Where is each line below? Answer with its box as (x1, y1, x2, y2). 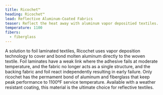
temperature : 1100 (5, 25, 43, 30)
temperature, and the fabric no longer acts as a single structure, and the (5, 63, 151, 69)
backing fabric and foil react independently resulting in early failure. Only (5, 69, 153, 74)
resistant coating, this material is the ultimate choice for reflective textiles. (5, 84, 154, 90)
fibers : (5, 30, 21, 35)
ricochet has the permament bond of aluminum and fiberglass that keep (5, 74, 150, 80)
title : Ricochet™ (5, 7, 41, 12)
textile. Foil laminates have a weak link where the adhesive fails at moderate (5, 58, 158, 64)
